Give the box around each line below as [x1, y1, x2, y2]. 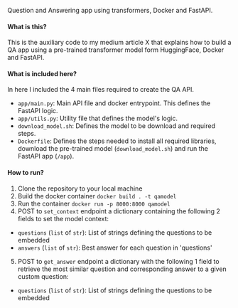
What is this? [7, 22, 48, 31]
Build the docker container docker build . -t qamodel [17, 191, 177, 200]
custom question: [17, 272, 69, 280]
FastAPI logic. [17, 107, 58, 115]
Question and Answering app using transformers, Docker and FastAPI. [7, 6, 213, 14]
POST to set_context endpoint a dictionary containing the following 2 [17, 206, 220, 216]
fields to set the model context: [17, 214, 109, 223]
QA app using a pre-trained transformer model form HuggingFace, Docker [7, 46, 225, 54]
